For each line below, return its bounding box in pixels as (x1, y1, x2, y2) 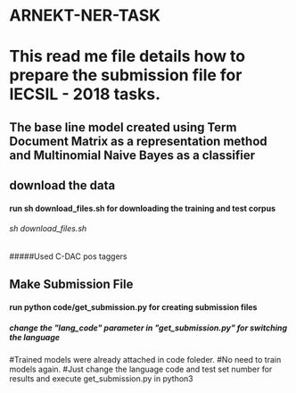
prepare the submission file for (9, 65, 243, 86)
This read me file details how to (9, 46, 246, 67)
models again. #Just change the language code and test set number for (9, 364, 273, 374)
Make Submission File (9, 277, 134, 292)
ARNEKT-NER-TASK (9, 5, 160, 26)
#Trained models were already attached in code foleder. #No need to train (9, 354, 282, 364)
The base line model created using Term (9, 120, 237, 135)
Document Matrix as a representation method (9, 133, 267, 148)
